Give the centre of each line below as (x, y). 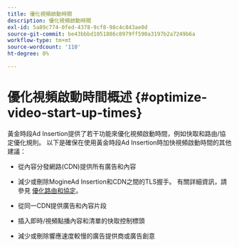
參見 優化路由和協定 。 (50, 190)
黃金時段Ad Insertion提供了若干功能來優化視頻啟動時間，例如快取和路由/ (113, 133)
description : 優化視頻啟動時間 (49, 21)
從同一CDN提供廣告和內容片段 (62, 205)
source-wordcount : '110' (44, 47)
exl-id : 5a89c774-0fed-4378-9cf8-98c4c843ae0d (78, 27)
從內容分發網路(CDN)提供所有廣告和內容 (77, 166)
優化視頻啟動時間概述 (70, 98)
